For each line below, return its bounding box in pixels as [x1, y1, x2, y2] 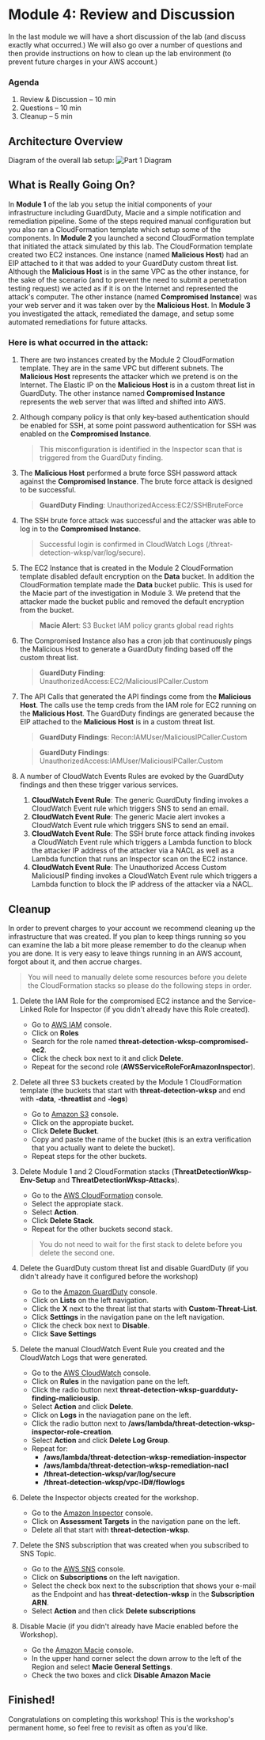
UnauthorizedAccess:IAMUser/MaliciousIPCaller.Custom [39, 756, 224, 766]
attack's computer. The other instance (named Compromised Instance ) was [8, 291, 258, 302]
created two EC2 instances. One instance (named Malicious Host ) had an [8, 249, 249, 259]
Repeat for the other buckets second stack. [31, 1224, 173, 1233]
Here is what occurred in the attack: [8, 336, 149, 348]
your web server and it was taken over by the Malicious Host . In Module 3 [8, 300, 251, 310]
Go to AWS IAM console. [31, 1020, 112, 1029]
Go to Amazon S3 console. [31, 1109, 119, 1119]
